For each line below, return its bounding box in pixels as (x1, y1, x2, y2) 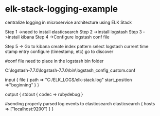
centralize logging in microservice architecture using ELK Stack (5, 19, 132, 25)
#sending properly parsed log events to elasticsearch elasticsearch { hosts (5, 100, 155, 106)
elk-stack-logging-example (5, 3, 118, 15)
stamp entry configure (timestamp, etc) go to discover (5, 49, 114, 54)
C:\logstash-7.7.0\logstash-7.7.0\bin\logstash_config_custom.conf (5, 67, 136, 73)
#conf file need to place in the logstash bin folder (5, 58, 104, 64)
